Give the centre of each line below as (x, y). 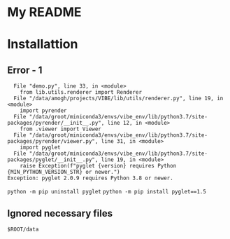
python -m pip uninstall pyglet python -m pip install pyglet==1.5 (107, 192)
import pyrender (44, 111)
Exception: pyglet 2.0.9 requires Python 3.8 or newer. (90, 178)
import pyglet (40, 148)
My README (44, 12)
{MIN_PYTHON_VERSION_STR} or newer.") (64, 172)
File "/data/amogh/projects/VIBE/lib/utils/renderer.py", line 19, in (118, 99)
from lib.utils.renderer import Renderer (81, 93)
